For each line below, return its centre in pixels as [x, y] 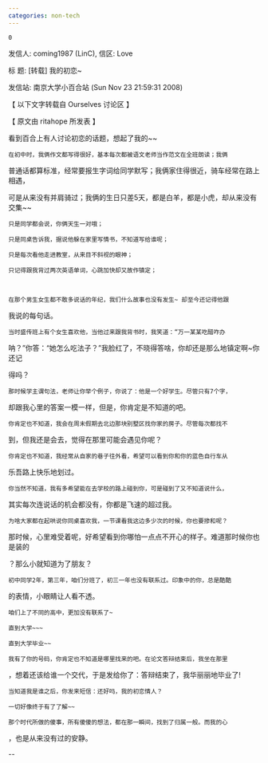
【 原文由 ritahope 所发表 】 [54, 121]
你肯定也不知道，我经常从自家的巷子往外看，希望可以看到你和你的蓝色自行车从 [118, 456]
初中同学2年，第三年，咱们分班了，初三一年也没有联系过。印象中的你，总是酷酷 [120, 580]
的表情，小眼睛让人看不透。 [54, 596]
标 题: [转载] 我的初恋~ [45, 70]
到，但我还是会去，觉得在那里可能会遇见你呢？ [85, 439]
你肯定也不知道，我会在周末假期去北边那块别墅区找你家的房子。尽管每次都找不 [118, 423]
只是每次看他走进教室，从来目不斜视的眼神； [71, 255]
